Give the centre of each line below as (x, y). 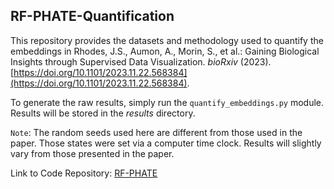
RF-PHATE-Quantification (92, 16)
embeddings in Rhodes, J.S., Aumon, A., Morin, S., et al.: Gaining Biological (165, 51)
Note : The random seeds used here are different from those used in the (156, 132)
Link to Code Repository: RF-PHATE (84, 173)
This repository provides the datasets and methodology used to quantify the (167, 40)
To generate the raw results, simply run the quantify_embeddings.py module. (167, 102)
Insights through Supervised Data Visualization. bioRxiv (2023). (141, 61)
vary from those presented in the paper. (92, 153)
